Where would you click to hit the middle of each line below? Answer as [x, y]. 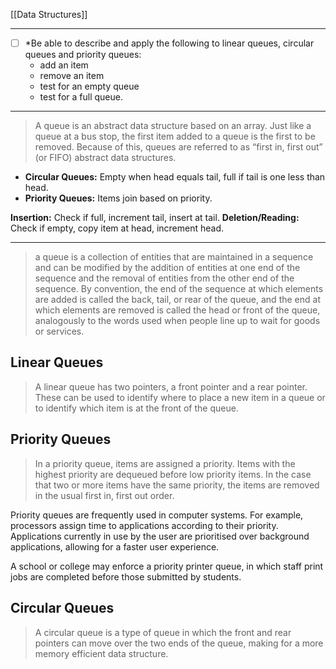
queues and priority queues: [83, 55]
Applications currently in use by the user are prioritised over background [160, 536]
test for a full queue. [81, 97]
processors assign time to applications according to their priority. [144, 525]
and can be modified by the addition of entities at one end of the [167, 268]
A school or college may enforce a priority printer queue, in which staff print [167, 566]
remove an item [72, 76]
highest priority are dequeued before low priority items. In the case [173, 474]
